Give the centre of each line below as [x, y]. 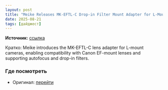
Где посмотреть [26, 71]
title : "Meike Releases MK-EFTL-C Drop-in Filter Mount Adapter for [78, 14]
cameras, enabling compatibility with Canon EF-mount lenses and [73, 53]
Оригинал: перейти [33, 82]
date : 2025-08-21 [23, 19]
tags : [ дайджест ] [23, 24]
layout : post [19, 10]
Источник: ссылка [25, 38]
